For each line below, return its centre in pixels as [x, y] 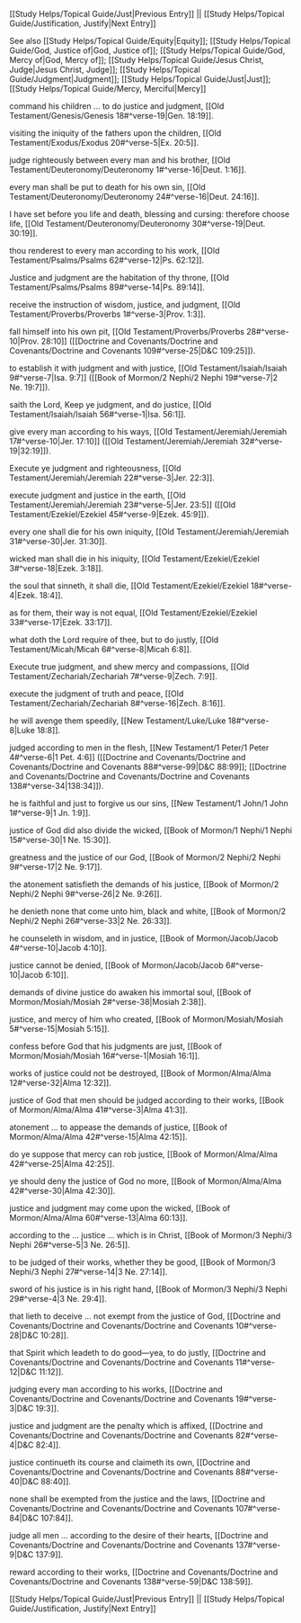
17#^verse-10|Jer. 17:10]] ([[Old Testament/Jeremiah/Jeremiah [124, 441]
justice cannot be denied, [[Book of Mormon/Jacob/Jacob [117, 965]
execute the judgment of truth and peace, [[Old [97, 694]
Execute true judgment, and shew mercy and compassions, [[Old [129, 667]
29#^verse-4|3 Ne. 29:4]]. [58, 1299]
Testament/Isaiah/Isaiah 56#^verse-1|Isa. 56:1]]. [98, 414]
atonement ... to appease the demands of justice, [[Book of [118, 1127]
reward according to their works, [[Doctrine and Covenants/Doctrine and [144, 1572]
